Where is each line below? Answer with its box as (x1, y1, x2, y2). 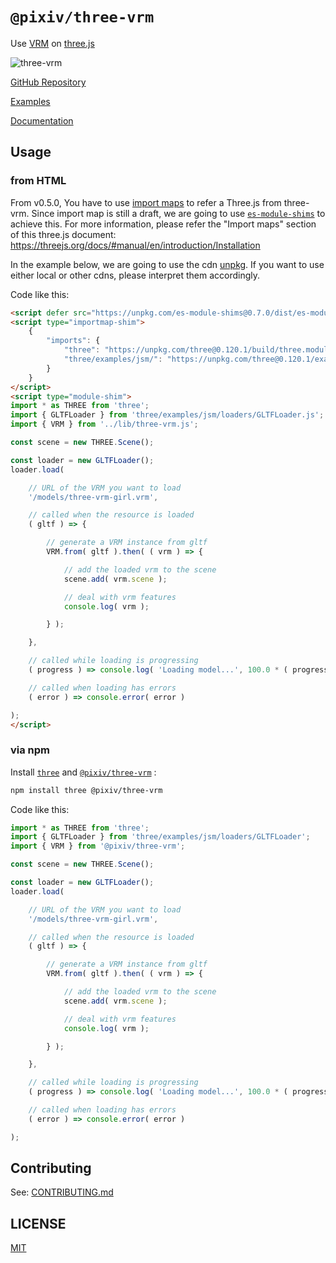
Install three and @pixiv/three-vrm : (10, 766, 157, 778)
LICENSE (10, 1215, 67, 1232)
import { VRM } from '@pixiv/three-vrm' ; (10, 841, 186, 852)
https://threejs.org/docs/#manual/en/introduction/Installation (10, 239, 261, 251)
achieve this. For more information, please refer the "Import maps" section (10, 218, 317, 230)
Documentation (10, 114, 74, 127)
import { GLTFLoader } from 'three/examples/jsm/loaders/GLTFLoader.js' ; (10, 410, 325, 420)
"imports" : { (46, 336, 101, 346)
